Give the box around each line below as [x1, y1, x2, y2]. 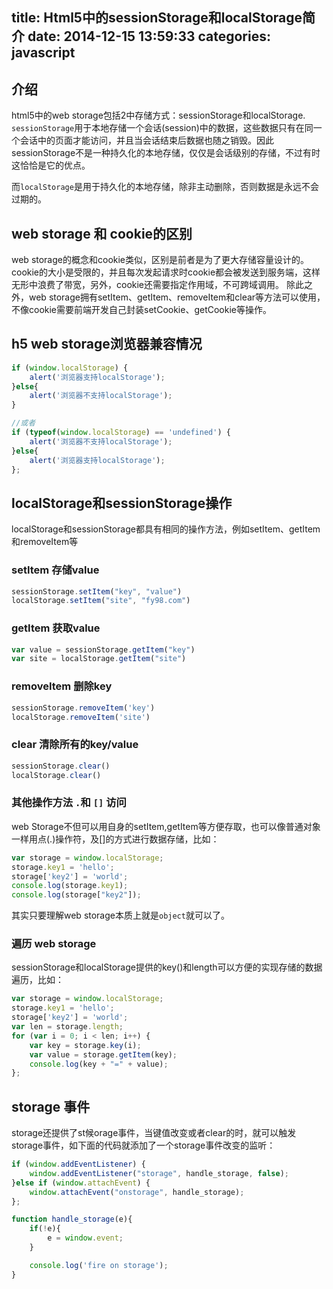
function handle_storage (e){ [11, 1214, 133, 1225]
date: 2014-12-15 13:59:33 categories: [27, 28, 271, 45]
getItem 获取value [11, 621, 101, 635]
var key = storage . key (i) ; [29, 1040, 142, 1050]
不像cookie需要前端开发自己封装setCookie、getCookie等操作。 [11, 304, 272, 316]
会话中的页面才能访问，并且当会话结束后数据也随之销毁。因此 [19, 134, 274, 147]
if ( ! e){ [29, 1224, 61, 1234]
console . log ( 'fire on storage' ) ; [29, 1260, 169, 1270]
